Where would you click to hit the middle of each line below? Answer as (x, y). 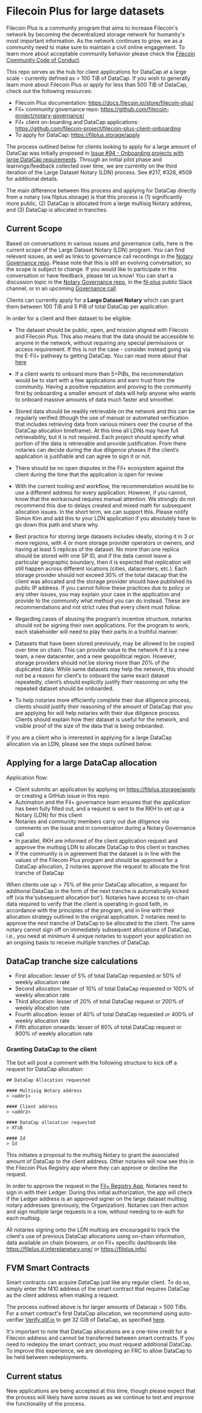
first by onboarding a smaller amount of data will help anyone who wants (105, 393)
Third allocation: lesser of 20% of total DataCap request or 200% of (99, 1002)
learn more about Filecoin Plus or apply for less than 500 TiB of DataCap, (97, 84)
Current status (34, 1376)
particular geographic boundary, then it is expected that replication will (103, 562)
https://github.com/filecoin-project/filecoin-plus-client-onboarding (98, 128)
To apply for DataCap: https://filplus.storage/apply (77, 135)
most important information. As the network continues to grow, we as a (94, 41)
